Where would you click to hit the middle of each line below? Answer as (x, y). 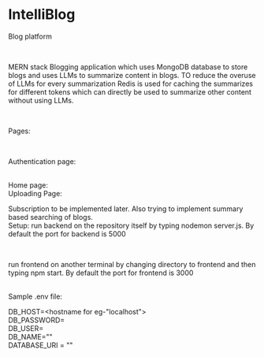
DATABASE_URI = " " (41, 345)
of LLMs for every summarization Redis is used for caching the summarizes (131, 84)
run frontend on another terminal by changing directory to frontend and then (132, 264)
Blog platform (30, 36)
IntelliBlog (42, 15)
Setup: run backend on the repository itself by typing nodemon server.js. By (131, 225)
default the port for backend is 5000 (67, 233)
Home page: (28, 185)
